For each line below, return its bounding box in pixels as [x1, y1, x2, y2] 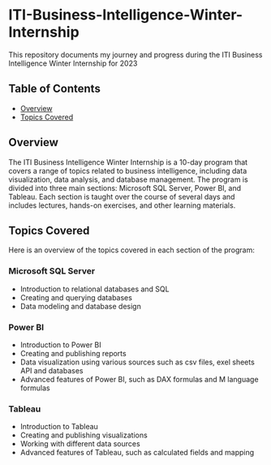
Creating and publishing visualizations [19, 430, 148, 440]
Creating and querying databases [19, 292, 132, 302]
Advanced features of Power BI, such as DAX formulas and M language [19, 374, 259, 384]
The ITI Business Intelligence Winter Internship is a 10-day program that [8, 157, 248, 167]
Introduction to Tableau [19, 422, 99, 432]
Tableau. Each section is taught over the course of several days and [8, 192, 235, 201]
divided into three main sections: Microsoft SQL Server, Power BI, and [8, 183, 242, 192]
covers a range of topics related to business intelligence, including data [8, 166, 247, 175]
